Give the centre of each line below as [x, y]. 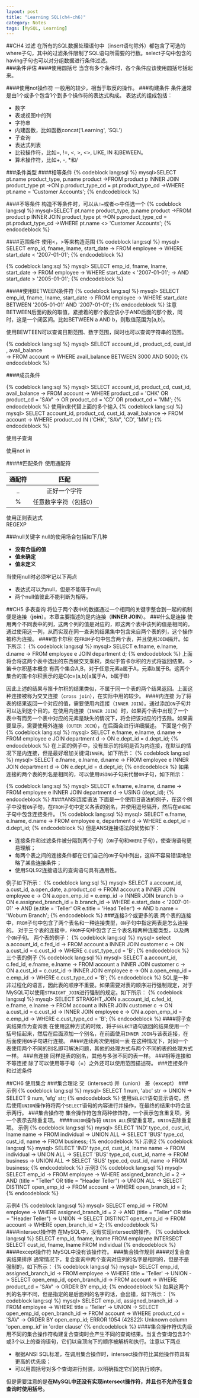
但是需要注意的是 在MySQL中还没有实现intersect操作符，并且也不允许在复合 [99, 1381]
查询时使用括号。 [27, 1389]
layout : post [22, 12]
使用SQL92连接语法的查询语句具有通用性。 [67, 870]
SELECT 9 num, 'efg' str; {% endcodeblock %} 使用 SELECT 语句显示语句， [95, 1098]
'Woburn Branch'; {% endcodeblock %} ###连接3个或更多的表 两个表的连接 [99, 915]
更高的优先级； [33, 1362]
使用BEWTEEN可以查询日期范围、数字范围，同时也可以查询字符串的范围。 [97, 332]
